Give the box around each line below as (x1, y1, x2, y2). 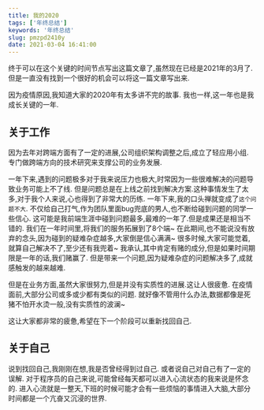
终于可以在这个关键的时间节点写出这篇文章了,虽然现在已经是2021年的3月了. (8, 64, 254, 73)
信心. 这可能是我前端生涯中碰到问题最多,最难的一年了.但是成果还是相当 (14, 214, 244, 223)
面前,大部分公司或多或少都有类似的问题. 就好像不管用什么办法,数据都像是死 (8, 289, 251, 299)
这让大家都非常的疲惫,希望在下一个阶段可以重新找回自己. (8, 316, 192, 326)
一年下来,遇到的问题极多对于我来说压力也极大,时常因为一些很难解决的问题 (8, 174, 247, 184)
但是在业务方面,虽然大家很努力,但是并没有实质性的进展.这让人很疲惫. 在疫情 (8, 279, 254, 289)
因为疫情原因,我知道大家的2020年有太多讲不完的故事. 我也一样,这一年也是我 (8, 90, 255, 99)
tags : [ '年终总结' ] (8, 19, 68, 27)
